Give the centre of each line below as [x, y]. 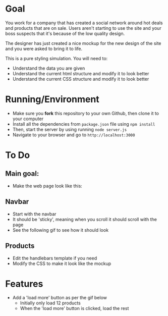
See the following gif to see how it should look [61, 230]
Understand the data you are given [49, 68]
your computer [28, 119]
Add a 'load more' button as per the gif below [60, 298]
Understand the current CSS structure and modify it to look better [81, 79]
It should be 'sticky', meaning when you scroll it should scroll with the [85, 219]
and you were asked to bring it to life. [44, 48]
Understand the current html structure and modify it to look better [81, 73]
